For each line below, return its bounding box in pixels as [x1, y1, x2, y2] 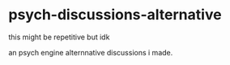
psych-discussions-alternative [8, 6, 222, 24]
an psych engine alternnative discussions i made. [8, 47, 173, 57]
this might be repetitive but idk [8, 32, 110, 42]
